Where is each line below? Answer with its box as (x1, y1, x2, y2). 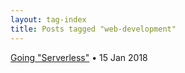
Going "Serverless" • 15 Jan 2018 (10, 51, 148, 63)
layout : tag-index (10, 14, 87, 25)
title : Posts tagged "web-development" (10, 24, 177, 34)
